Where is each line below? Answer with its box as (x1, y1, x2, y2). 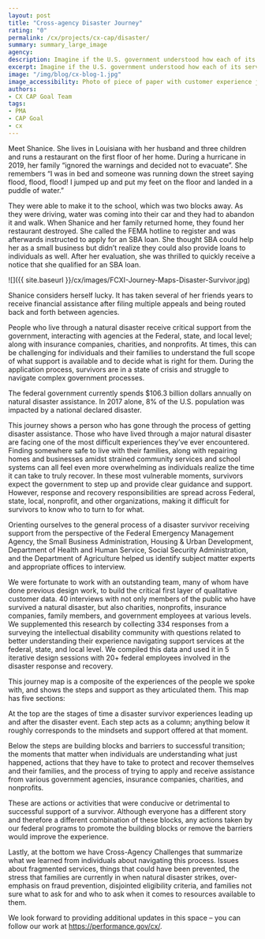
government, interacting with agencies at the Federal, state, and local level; (8, 331, 252, 340)
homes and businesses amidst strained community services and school (8, 454, 241, 464)
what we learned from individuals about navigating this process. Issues (8, 855, 239, 865)
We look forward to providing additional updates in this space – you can (8, 913, 241, 922)
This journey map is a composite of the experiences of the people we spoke (8, 676, 255, 686)
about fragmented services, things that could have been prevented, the (8, 864, 240, 873)
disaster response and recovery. (8, 661, 114, 671)
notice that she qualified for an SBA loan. (8, 259, 141, 269)
